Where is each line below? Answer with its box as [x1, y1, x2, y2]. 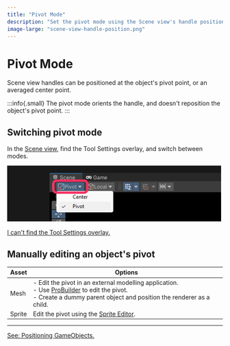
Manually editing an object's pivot [7, 248, 155, 260]
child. [33, 300, 49, 308]
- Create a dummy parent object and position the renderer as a [33, 292, 210, 301]
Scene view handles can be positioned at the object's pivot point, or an [7, 79, 207, 87]
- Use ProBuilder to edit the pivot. [33, 286, 128, 294]
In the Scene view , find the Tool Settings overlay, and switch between [7, 145, 203, 153]
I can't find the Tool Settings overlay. [7, 229, 111, 237]
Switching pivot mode [7, 126, 103, 138]
